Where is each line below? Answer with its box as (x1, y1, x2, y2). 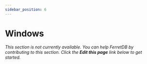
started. (5, 54, 21, 60)
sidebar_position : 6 (5, 7, 47, 12)
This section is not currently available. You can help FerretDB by (5, 44, 134, 50)
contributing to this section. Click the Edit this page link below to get (5, 49, 142, 55)
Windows (5, 28, 44, 39)
